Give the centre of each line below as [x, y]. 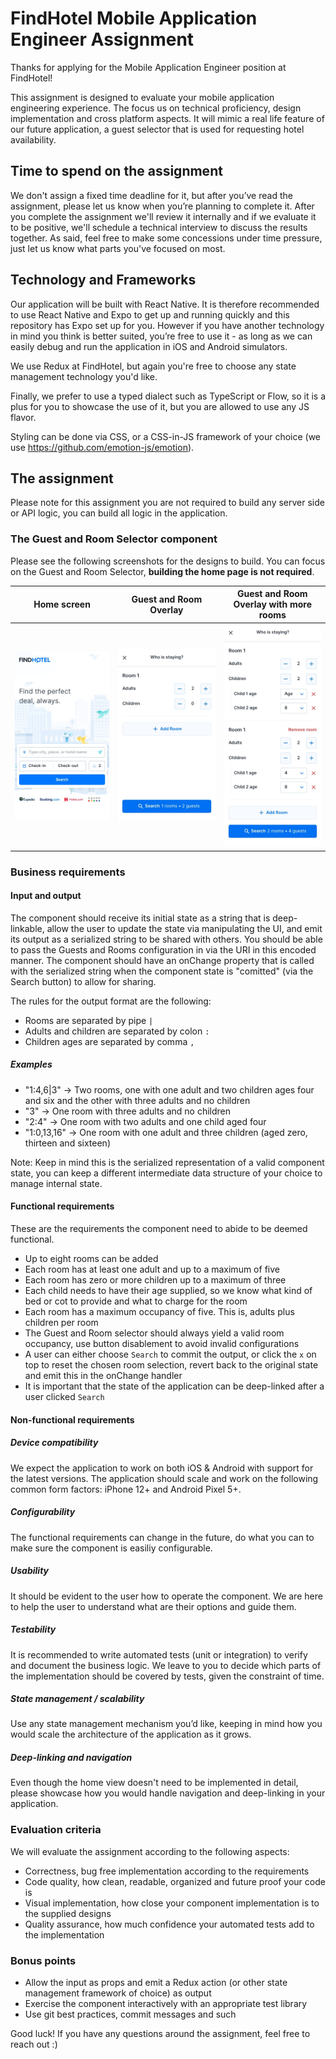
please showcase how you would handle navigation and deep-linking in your [168, 1793]
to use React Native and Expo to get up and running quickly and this [150, 314]
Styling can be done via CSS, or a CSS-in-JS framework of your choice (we [166, 436]
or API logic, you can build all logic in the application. [119, 513]
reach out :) [34, 2044]
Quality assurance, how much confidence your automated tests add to [169, 1924]
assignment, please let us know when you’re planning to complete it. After [162, 206]
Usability [30, 1571]
